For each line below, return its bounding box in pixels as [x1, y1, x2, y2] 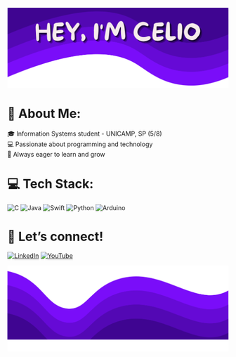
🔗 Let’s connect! [7, 228, 104, 245]
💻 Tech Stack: [7, 176, 94, 192]
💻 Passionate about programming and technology [7, 140, 153, 148]
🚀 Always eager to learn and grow [7, 150, 105, 158]
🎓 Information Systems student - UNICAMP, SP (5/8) [7, 129, 163, 138]
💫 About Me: [7, 105, 81, 122]
